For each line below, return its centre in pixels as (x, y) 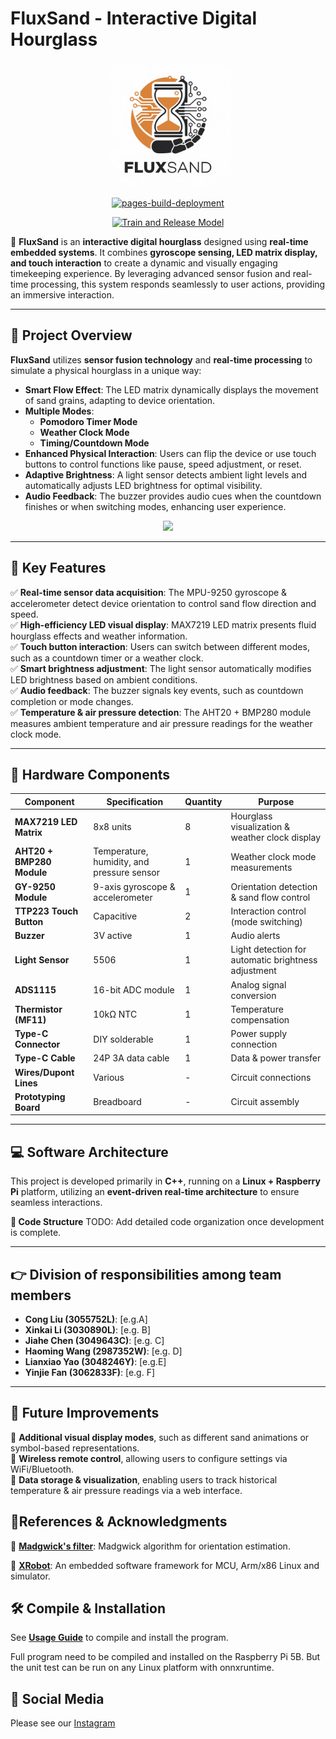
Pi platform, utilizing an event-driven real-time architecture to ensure (155, 1192)
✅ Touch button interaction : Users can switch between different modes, (160, 646)
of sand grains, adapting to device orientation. (120, 400)
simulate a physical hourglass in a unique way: (106, 370)
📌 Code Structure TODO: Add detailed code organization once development (167, 1222)
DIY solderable (123, 1039)
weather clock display (276, 838)
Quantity (203, 801)
